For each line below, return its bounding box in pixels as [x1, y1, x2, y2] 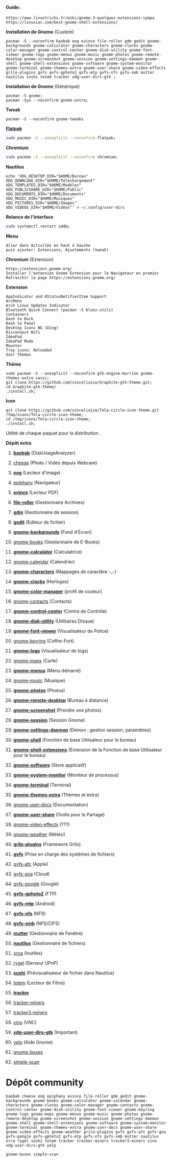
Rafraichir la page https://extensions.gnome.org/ [6, 275, 116, 280]
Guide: [6, 4, 20, 10]
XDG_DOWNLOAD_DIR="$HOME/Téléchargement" [6, 178, 95, 183]
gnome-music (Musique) [13, 677, 65, 683]
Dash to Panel [6, 321, 36, 326]
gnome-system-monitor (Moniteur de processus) [13, 772, 119, 778]
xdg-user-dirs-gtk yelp [6, 1143, 57, 1148]
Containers [6, 312, 29, 317]
